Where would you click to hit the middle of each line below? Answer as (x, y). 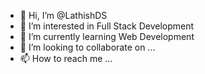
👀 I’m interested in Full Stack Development (107, 26)
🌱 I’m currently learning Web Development (107, 36)
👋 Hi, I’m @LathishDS (63, 15)
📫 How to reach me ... (66, 58)
